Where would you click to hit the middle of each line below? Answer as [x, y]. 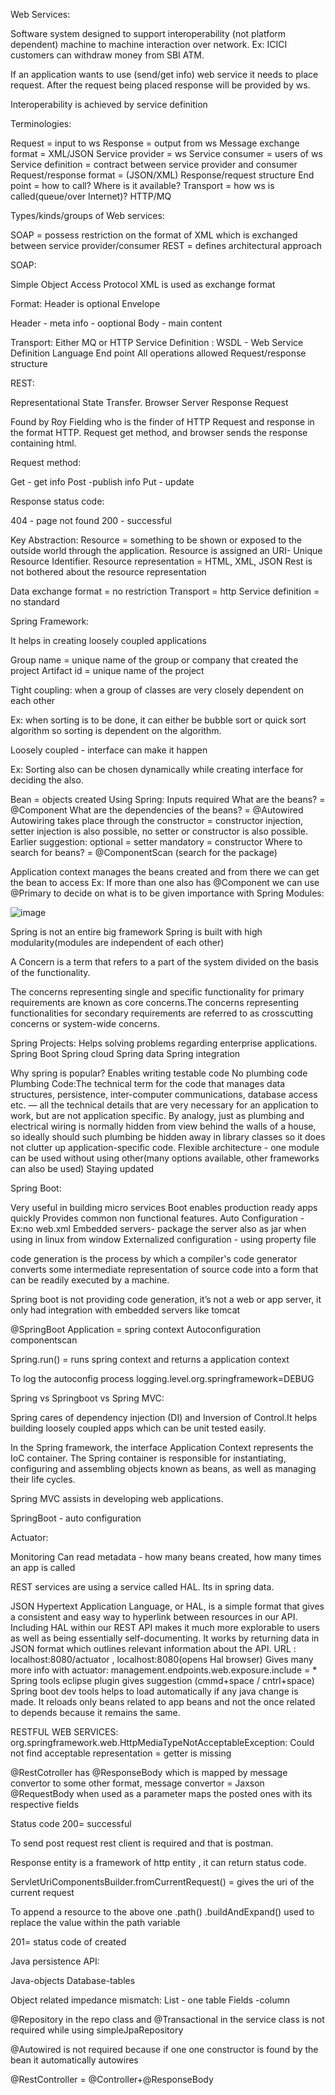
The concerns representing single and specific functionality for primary [157, 992]
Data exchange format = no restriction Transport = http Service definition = [165, 591]
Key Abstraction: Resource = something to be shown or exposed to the [156, 540]
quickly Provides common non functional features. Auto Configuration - [157, 1218]
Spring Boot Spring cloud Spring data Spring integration [125, 1053]
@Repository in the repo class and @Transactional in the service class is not [167, 2019]
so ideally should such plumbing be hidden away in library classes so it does [168, 1137]
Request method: [46, 462]
